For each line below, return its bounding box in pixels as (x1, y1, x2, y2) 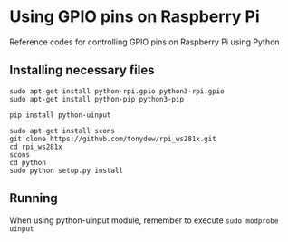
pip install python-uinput (9, 111, 111, 120)
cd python (9, 158, 47, 167)
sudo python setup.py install (9, 166, 124, 175)
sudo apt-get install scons (9, 126, 116, 135)
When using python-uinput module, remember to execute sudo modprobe (9, 215, 279, 226)
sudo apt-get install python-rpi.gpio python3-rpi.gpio (9, 86, 225, 96)
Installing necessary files (9, 63, 155, 78)
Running (9, 190, 59, 206)
